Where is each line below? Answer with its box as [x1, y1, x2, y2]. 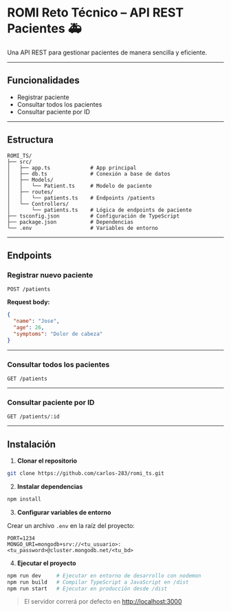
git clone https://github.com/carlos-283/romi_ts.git [7, 470, 165, 477]
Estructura [7, 134, 54, 146]
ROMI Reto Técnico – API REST [7, 5, 184, 21]
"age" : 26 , [13, 324, 45, 331]
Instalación [7, 439, 56, 450]
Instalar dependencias [16, 482, 83, 490]
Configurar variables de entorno [16, 508, 111, 516]
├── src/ [7, 158, 32, 165]
